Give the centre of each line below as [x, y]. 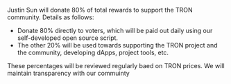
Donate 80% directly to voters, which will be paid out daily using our [115, 31]
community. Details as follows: [51, 17]
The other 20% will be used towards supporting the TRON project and [117, 45]
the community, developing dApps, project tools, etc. [93, 52]
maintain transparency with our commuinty [68, 73]
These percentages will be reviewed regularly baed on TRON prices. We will [116, 66]
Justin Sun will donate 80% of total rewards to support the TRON [100, 10]
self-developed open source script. [68, 38]
